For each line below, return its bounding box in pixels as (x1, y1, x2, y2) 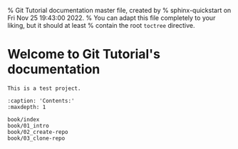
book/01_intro (7, 122, 50, 129)
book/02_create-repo (7, 128, 69, 135)
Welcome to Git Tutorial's (7, 46, 160, 63)
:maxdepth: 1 (7, 103, 46, 111)
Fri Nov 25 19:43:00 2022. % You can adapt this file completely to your (7, 14, 216, 22)
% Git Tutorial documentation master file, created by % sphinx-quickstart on (7, 6, 232, 14)
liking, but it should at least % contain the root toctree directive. (7, 21, 195, 29)
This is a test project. (7, 85, 81, 92)
